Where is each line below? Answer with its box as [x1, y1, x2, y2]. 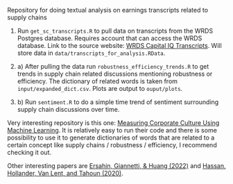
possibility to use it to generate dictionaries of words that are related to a [7, 133, 215, 142]
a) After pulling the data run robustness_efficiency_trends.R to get [17, 62, 209, 70]
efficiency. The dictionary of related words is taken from [17, 77, 178, 85]
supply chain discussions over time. [17, 106, 120, 113]
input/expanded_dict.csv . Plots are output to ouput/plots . [17, 85, 183, 92]
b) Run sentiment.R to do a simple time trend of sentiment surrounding [17, 98, 219, 106]
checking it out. [7, 149, 52, 156]
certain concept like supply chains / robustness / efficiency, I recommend [7, 141, 217, 149]
